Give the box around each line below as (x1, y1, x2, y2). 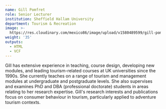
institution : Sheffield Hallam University (5, 16, 94, 21)
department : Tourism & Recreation (5, 21, 77, 26)
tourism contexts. (5, 99, 41, 105)
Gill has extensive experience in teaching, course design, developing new (5, 62, 155, 68)
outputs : (5, 40, 23, 45)
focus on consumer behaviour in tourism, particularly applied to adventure (5, 94, 157, 100)
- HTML (9, 44, 23, 49)
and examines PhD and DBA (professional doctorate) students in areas (5, 83, 149, 89)
